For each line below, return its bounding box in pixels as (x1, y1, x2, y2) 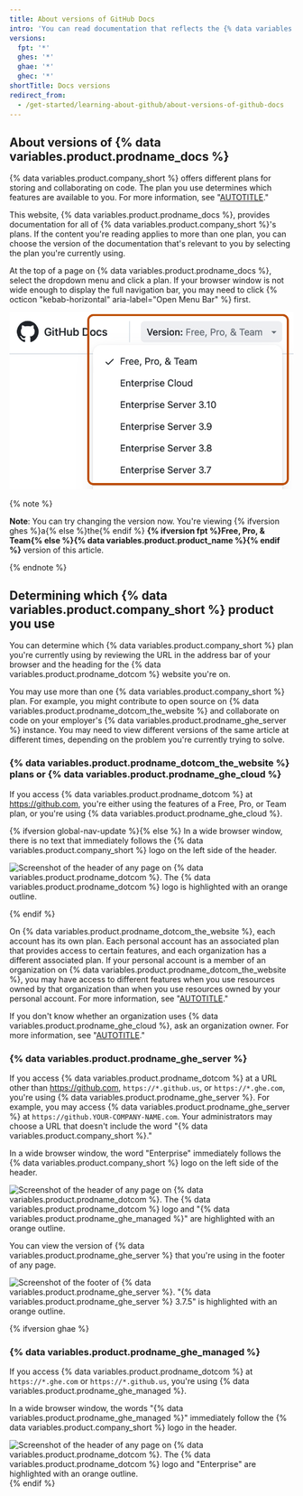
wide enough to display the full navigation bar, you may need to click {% (9, 284, 278, 295)
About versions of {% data (9, 135, 161, 150)
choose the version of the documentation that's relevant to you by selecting (9, 238, 291, 249)
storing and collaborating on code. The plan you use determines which (9, 182, 272, 193)
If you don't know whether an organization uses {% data (9, 1010, 219, 1021)
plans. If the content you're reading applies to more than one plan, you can (9, 228, 287, 239)
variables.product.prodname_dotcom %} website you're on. (9, 669, 232, 680)
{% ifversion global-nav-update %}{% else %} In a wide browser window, (9, 825, 283, 836)
